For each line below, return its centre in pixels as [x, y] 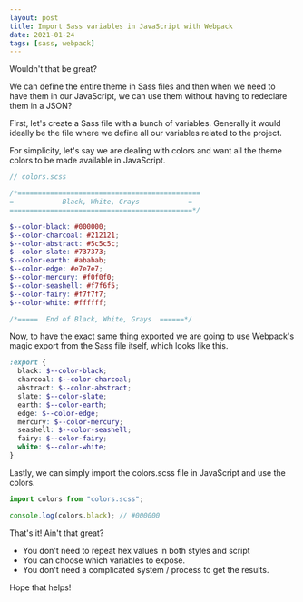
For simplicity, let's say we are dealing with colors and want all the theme [146, 151]
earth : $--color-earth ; [62, 405]
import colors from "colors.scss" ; [77, 499]
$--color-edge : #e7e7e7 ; [56, 269]
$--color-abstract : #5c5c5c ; [64, 243]
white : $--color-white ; [62, 447]
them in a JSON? [41, 106]
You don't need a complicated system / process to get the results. [146, 569]
